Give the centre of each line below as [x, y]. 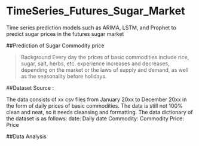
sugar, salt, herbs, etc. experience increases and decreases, [95, 63]
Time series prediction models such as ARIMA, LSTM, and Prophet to [91, 28]
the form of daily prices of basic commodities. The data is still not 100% [95, 105]
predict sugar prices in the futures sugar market [65, 34]
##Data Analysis [26, 136]
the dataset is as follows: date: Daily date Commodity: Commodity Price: [95, 118]
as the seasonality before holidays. [64, 76]
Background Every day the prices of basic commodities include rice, [105, 57]
